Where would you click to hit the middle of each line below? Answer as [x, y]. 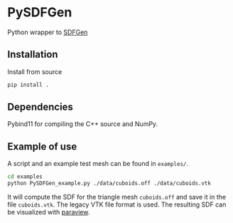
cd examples [25, 177]
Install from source [35, 71]
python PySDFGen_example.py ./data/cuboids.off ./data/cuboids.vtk [109, 183]
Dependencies [40, 107]
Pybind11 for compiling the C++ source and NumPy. [83, 124]
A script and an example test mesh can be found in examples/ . [98, 164]
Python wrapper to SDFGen [48, 32]
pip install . [28, 85]
